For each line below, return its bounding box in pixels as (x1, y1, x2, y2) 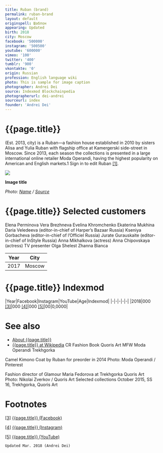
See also (5, 321, 40, 331)
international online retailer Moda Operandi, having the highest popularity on (5, 155, 158, 161)
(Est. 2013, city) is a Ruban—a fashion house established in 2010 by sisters (5, 140, 155, 146)
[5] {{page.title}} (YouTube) (5, 433, 60, 440)
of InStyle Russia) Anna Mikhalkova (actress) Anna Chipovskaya (21, 237, 150, 243)
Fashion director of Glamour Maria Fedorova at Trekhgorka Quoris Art (5, 371, 145, 377)
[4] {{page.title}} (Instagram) (5, 424, 63, 430)
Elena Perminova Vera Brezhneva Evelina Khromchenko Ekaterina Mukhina (5, 222, 155, 228)
